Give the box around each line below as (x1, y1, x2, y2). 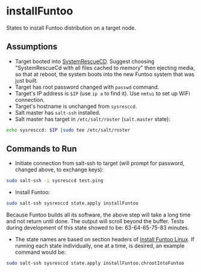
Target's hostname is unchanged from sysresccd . (14, 103, 137, 110)
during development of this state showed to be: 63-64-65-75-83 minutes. (6, 224, 190, 232)
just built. (14, 77, 38, 84)
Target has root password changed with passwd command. (14, 83, 159, 90)
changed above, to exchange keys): (14, 166, 104, 173)
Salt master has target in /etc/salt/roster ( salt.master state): (14, 115, 170, 122)
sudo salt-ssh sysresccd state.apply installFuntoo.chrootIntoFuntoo (6, 261, 185, 267)
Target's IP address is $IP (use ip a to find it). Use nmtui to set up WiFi (14, 89, 191, 97)
